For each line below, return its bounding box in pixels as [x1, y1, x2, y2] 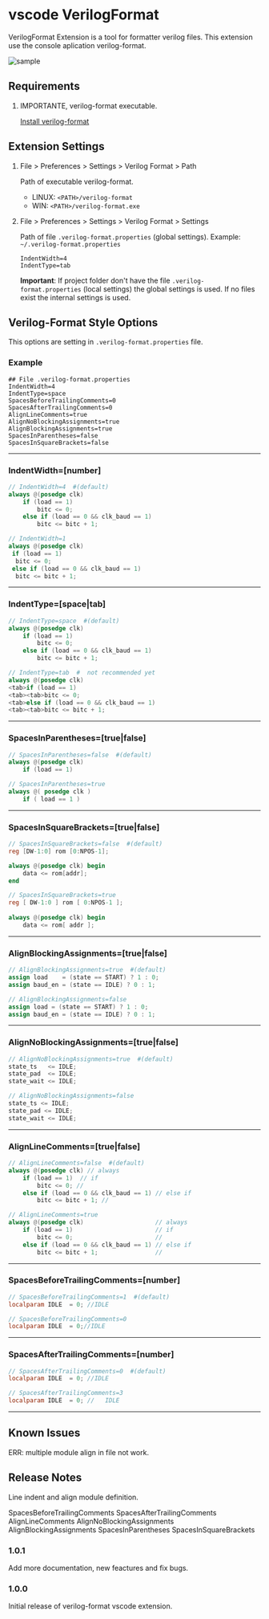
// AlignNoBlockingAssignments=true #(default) [8, 1054, 174, 1063]
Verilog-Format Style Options [8, 316, 159, 329]
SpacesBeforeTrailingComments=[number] [8, 1274, 181, 1286]
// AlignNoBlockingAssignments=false [8, 1092, 134, 1100]
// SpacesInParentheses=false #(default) [8, 751, 152, 759]
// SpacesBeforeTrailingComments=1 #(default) [8, 1293, 171, 1301]
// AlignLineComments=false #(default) [8, 1159, 146, 1167]
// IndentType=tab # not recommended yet [8, 669, 156, 677]
